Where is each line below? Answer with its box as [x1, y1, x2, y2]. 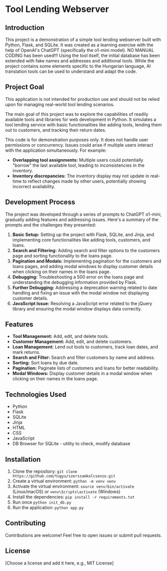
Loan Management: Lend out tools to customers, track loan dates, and [12, 344, 159, 350]
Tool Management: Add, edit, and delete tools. [12, 333, 109, 339]
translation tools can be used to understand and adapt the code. [5, 68, 137, 74]
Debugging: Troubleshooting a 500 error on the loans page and [12, 274, 144, 280]
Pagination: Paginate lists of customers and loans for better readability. [12, 365, 160, 371]
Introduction [5, 23, 45, 32]
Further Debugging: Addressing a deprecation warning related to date [12, 285, 158, 290]
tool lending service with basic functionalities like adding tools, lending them [5, 121, 162, 128]
